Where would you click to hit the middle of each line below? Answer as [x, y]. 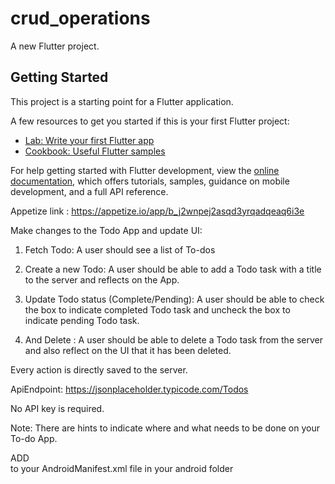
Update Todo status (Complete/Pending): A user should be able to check [174, 299]
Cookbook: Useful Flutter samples [95, 151]
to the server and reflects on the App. [102, 279]
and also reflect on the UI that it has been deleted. [128, 350]
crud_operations [80, 18]
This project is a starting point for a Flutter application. [122, 101]
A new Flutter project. [55, 46]
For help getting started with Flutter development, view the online [145, 170]
